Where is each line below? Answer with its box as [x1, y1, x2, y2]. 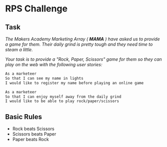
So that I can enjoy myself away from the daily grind [5, 94, 122, 99]
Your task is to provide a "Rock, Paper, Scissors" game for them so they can [5, 56, 162, 62]
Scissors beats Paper [12, 131, 56, 137]
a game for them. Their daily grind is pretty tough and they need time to [5, 41, 153, 47]
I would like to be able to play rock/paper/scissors [5, 99, 120, 104]
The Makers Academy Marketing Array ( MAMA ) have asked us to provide [5, 36, 160, 42]
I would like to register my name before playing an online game [5, 80, 144, 85]
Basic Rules [5, 113, 42, 121]
